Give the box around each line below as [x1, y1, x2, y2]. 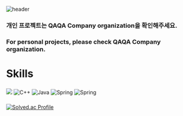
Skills [6, 67, 34, 80]
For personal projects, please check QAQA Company [6, 37, 161, 46]
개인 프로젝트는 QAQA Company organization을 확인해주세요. [6, 21, 178, 30]
